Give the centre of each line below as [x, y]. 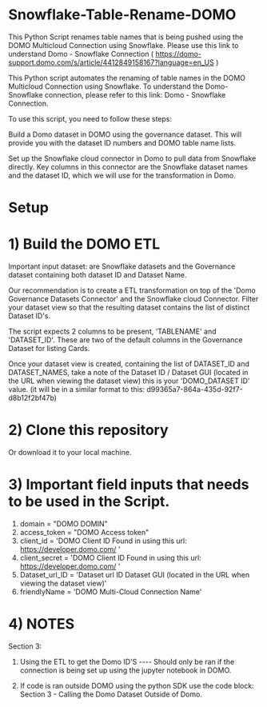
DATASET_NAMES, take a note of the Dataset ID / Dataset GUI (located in [128, 373]
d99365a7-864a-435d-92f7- [195, 389]
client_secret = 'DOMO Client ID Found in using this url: [110, 557]
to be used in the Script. [89, 502]
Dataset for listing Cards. [49, 349]
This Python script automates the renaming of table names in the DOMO [127, 78]
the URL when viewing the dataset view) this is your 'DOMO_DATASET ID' [129, 381]
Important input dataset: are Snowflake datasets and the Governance [122, 266]
